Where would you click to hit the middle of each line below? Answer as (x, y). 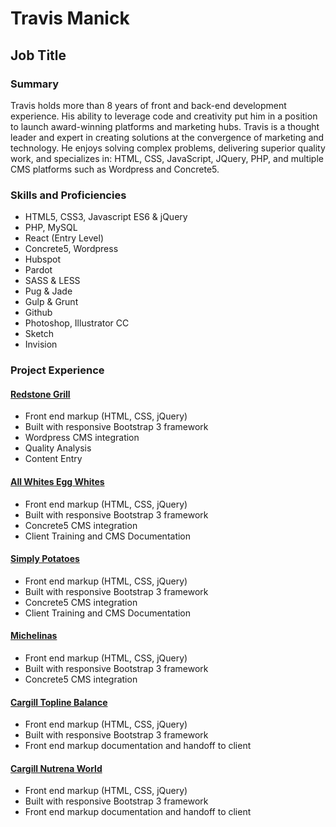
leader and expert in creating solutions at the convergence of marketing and (167, 137)
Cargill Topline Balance (59, 702)
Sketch (39, 334)
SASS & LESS (52, 281)
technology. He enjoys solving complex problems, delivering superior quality (168, 148)
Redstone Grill (40, 394)
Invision (41, 344)
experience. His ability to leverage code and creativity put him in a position (164, 116)
